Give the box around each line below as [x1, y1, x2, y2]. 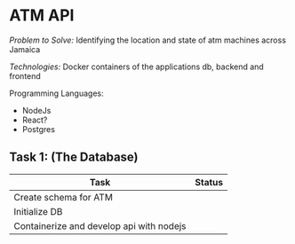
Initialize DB [13, 205, 63, 217]
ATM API [9, 5, 75, 26]
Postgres [21, 123, 56, 134]
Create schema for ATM [13, 191, 114, 203]
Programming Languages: [9, 88, 104, 98]
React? [21, 114, 48, 125]
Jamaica [9, 43, 41, 54]
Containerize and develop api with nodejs [13, 219, 187, 232]
